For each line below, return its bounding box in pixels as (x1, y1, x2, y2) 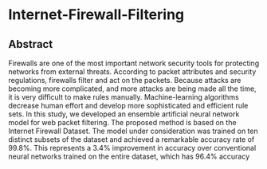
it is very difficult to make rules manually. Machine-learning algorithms (8, 92, 239, 101)
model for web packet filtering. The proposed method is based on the (8, 118, 237, 127)
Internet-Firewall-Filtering (8, 6, 185, 24)
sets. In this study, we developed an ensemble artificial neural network (8, 109, 240, 119)
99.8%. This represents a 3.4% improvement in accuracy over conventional (8, 143, 257, 152)
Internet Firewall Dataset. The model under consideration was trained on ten (8, 126, 258, 136)
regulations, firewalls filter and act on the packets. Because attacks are (8, 76, 241, 84)
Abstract (8, 37, 53, 51)
